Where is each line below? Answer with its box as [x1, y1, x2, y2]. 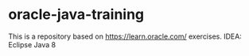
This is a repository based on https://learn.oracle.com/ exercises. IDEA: [8, 32, 243, 41]
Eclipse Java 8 [8, 39, 56, 49]
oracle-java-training [8, 6, 145, 24]
